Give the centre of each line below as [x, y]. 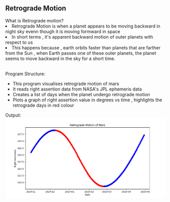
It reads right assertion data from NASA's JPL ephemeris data [77, 89]
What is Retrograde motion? [34, 20]
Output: [13, 115]
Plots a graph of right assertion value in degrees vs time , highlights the [87, 100]
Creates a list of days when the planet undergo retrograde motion [81, 94]
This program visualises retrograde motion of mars [66, 83]
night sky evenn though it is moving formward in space [63, 31]
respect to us [19, 42]
